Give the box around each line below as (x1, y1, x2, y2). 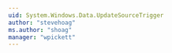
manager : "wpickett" (8, 33, 77, 41)
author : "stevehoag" (8, 19, 77, 26)
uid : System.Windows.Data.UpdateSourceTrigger (8, 11, 164, 19)
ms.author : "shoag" (8, 26, 73, 34)
